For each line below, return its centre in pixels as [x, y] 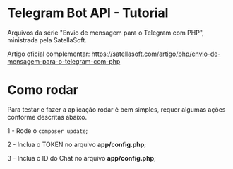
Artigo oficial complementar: [49, 54]
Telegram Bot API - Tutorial [88, 13]
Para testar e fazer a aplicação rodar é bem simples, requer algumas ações [116, 109]
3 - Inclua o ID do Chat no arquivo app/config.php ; [82, 158]
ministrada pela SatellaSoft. [47, 40]
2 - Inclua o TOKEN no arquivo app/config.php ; [77, 144]
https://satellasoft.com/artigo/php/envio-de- [156, 54]
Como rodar [43, 90]
